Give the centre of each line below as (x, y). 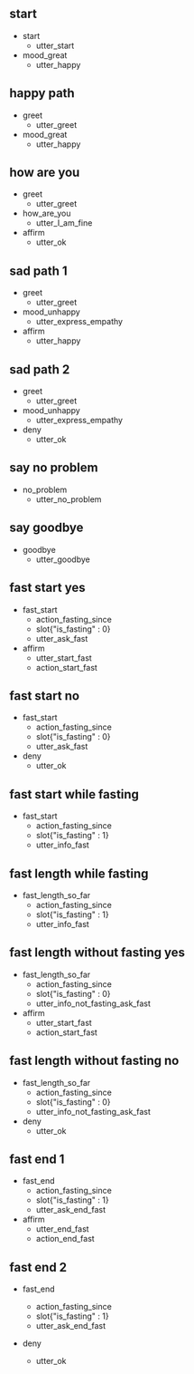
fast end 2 (38, 1267)
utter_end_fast (62, 1229)
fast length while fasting (79, 873)
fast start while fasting (74, 794)
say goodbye (46, 528)
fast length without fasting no (94, 1061)
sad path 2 (40, 369)
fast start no (44, 696)
